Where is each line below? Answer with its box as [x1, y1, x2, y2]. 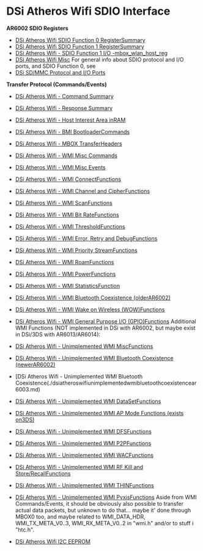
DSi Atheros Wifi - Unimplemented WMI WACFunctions [15, 451, 154, 459]
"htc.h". [15, 526, 35, 533]
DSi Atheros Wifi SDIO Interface [6, 4, 171, 18]
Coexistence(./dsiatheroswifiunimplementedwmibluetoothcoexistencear [15, 379, 197, 386]
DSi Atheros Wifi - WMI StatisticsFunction [15, 282, 120, 289]
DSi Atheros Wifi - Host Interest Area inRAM [15, 116, 126, 124]
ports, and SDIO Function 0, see [15, 62, 96, 70]
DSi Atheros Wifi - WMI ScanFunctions [15, 199, 113, 206]
